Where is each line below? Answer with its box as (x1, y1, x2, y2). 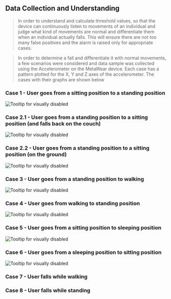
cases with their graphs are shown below (17, 76, 105, 82)
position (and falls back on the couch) (5, 120, 101, 127)
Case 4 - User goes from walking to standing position (5, 200, 140, 207)
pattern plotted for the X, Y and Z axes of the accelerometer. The (17, 71, 155, 77)
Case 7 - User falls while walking (5, 273, 88, 280)
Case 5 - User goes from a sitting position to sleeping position (5, 224, 162, 231)
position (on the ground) (5, 151, 67, 158)
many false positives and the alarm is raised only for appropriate (17, 39, 153, 46)
